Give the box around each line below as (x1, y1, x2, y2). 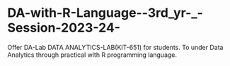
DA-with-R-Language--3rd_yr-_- (7, 5, 203, 21)
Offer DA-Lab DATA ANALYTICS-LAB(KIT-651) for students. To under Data (7, 43, 224, 51)
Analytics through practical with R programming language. (7, 51, 178, 59)
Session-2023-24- (7, 20, 121, 36)
